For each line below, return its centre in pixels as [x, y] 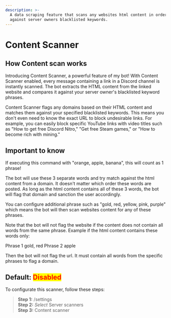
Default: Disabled [34, 277]
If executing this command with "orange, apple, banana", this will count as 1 [84, 163]
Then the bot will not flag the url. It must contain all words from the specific [84, 256]
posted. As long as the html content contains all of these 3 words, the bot [82, 189]
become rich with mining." [33, 134]
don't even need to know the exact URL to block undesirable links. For [79, 118]
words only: [18, 236]
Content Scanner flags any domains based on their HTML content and [79, 107]
